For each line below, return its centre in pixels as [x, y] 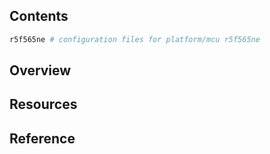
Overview [40, 70]
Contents [39, 16]
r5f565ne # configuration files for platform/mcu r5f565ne [135, 39]
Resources [43, 104]
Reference [42, 138]
